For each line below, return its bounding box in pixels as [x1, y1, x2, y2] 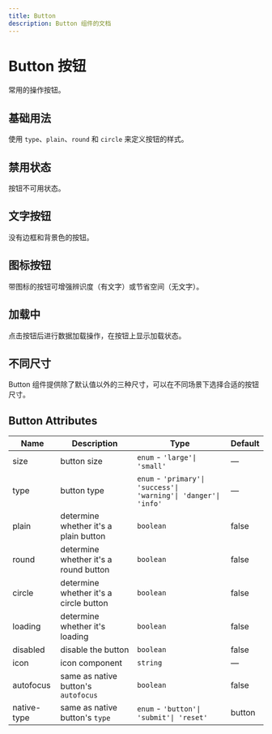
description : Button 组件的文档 [8, 19, 112, 28]
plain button [60, 530, 106, 542]
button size [60, 456, 103, 467]
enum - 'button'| [137, 703, 201, 715]
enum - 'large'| [137, 452, 197, 463]
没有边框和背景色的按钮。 [8, 232, 94, 242]
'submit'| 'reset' [137, 713, 208, 723]
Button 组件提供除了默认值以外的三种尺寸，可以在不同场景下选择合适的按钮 [8, 380, 260, 389]
